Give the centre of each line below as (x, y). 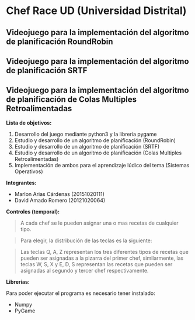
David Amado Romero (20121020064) (60, 200)
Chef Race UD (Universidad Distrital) (96, 11)
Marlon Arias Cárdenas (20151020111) (60, 194)
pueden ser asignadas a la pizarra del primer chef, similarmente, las (102, 258)
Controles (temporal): (33, 211)
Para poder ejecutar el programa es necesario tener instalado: (81, 293)
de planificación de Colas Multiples (72, 100)
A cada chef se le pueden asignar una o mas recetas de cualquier (100, 223)
